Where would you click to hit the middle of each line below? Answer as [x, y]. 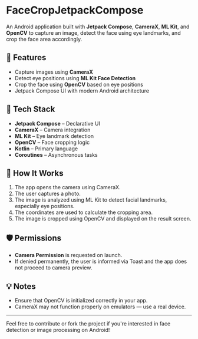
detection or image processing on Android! [58, 330]
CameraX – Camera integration [52, 130]
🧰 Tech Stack [31, 109]
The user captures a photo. [48, 194]
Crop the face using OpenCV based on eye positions [79, 84]
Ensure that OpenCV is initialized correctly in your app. [81, 300]
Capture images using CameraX [54, 72]
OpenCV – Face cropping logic [52, 142]
